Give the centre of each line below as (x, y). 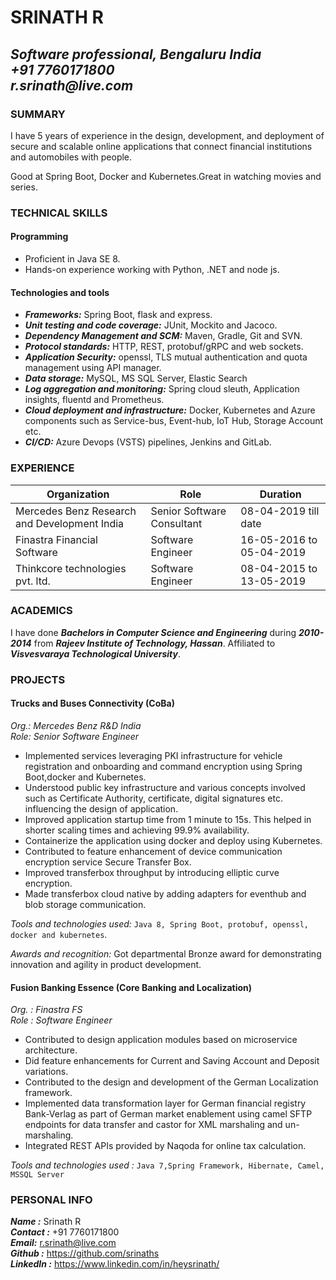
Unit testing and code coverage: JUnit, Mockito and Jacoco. (151, 325)
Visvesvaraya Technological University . (95, 653)
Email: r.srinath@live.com (63, 1243)
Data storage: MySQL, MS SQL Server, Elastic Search (136, 378)
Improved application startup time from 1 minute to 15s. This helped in (168, 819)
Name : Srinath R (46, 1222)
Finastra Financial (56, 539)
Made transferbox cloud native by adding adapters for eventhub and (165, 893)
